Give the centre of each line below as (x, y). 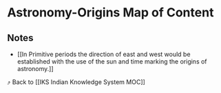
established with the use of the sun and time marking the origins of (112, 62)
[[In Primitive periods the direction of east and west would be (104, 54)
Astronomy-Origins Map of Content (110, 13)
